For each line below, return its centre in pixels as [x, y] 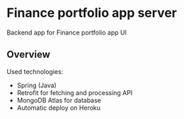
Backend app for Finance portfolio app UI [67, 32]
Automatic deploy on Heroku [58, 108]
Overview [29, 55]
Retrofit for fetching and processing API [75, 92]
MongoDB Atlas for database [59, 100]
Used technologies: [35, 71]
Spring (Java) [37, 85]
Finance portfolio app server [92, 13]
